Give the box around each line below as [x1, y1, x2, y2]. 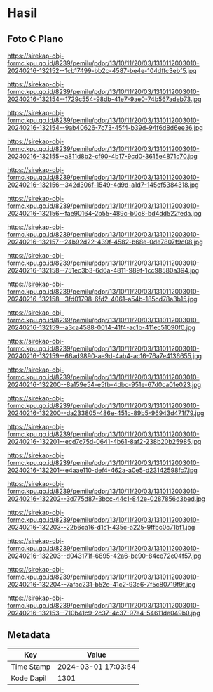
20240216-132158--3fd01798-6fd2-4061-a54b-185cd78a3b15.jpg [7, 295, 198, 303]
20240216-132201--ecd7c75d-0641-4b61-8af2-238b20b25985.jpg [7, 438, 202, 445]
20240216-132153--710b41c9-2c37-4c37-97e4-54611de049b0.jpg [7, 609, 201, 617]
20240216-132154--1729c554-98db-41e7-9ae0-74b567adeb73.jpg [7, 95, 202, 103]
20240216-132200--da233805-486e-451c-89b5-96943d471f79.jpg [7, 409, 205, 417]
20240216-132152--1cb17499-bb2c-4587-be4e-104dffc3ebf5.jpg [7, 67, 198, 74]
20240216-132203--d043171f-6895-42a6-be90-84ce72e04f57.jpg [7, 551, 202, 560]
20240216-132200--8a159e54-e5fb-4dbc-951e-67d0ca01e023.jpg [7, 381, 202, 389]
